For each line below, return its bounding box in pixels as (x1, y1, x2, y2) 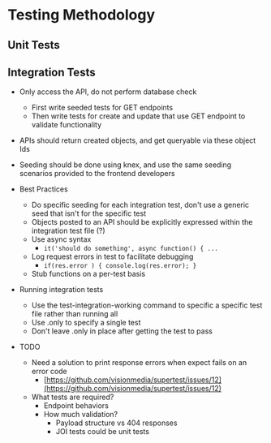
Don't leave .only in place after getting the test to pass (31, 326, 213, 336)
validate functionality (31, 120, 102, 130)
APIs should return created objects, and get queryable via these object (19, 135, 256, 145)
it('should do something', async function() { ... (43, 245, 219, 253)
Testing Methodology (7, 6, 156, 24)
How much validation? (43, 410, 118, 419)
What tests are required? (31, 392, 114, 402)
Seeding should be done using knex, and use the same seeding (19, 160, 232, 170)
